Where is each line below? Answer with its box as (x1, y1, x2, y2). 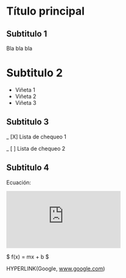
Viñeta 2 (15, 93, 37, 100)
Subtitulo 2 (6, 66, 63, 80)
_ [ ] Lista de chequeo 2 (6, 144, 66, 152)
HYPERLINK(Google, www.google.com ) (6, 265, 105, 272)
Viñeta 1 (15, 86, 35, 93)
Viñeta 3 (15, 99, 37, 106)
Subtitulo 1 (6, 29, 47, 39)
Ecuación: (6, 179, 32, 186)
